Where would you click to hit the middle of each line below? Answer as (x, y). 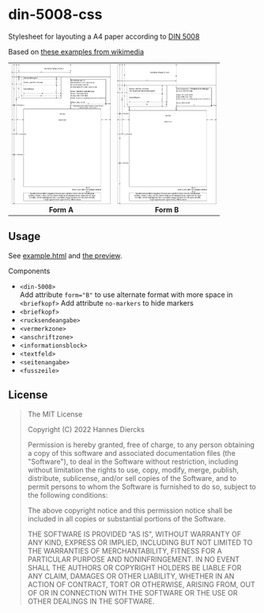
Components (29, 271)
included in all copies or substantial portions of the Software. (126, 518)
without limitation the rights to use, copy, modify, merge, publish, (133, 470)
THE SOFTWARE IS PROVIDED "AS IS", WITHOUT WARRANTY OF (134, 534)
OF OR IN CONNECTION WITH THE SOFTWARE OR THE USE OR (132, 592)
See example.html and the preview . (65, 255)
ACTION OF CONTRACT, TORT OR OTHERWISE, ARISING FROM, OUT (141, 584)
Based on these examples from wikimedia (76, 51)
